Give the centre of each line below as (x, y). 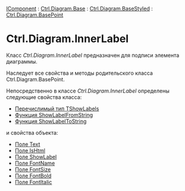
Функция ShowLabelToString (51, 121)
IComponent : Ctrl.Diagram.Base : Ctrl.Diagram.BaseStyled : (79, 9)
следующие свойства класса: (44, 97)
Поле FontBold (33, 176)
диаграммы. (22, 61)
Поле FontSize (33, 169)
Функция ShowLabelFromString (54, 114)
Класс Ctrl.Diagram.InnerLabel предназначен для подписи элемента (93, 55)
